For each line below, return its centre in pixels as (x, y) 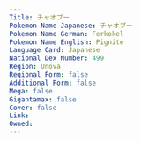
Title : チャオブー (40, 17)
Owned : (21, 124)
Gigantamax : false (43, 99)
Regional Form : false (49, 75)
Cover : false (33, 108)
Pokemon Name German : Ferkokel (67, 34)
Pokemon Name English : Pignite (67, 42)
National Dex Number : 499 (56, 58)
